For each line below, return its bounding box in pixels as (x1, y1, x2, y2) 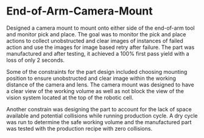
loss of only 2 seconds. (6, 56, 65, 64)
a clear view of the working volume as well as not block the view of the (6, 87, 185, 94)
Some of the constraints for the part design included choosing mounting (6, 68, 188, 75)
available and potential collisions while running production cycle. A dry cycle (6, 112, 198, 119)
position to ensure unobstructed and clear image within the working (6, 74, 177, 82)
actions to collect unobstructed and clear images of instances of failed (6, 37, 184, 44)
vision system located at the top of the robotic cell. (6, 94, 134, 101)
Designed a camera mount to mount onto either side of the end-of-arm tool (6, 24, 195, 31)
